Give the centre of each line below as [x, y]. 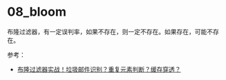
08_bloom [37, 12]
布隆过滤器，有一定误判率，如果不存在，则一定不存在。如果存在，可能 [107, 31]
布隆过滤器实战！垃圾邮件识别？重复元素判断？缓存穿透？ [99, 69]
